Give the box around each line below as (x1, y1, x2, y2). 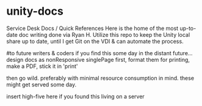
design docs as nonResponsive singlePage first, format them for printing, (6, 56, 190, 63)
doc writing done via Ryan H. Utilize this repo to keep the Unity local (18, 31, 190, 38)
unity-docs (6, 4, 64, 18)
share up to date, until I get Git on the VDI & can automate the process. (6, 37, 184, 45)
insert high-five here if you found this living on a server (6, 93, 145, 100)
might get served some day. (6, 81, 77, 88)
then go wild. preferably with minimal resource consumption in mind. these (6, 74, 194, 81)
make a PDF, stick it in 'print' (6, 62, 78, 70)
